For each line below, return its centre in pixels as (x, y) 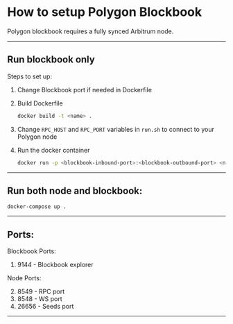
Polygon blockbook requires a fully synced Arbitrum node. (90, 31)
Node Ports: (24, 278)
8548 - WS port (40, 299)
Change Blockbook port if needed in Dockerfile (85, 89)
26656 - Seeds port (45, 307)
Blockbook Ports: (32, 251)
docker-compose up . (37, 207)
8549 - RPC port (41, 291)
